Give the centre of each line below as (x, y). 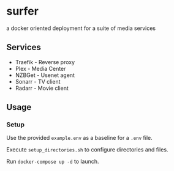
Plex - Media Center (40, 68)
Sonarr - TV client (38, 81)
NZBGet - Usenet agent (45, 75)
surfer (22, 11)
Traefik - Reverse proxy (45, 62)
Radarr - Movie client (42, 88)
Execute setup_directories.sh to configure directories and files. (87, 150)
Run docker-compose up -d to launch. (53, 162)
